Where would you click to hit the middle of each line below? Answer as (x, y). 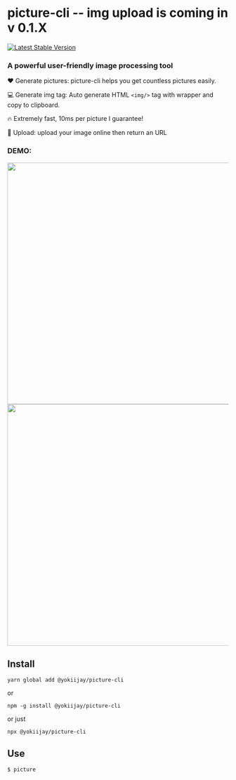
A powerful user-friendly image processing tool (90, 65)
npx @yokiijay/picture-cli (47, 732)
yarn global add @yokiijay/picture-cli (66, 680)
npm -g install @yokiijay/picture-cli (64, 706)
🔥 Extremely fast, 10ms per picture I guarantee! (76, 119)
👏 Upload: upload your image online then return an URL (87, 133)
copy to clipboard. (34, 105)
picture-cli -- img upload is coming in (118, 13)
